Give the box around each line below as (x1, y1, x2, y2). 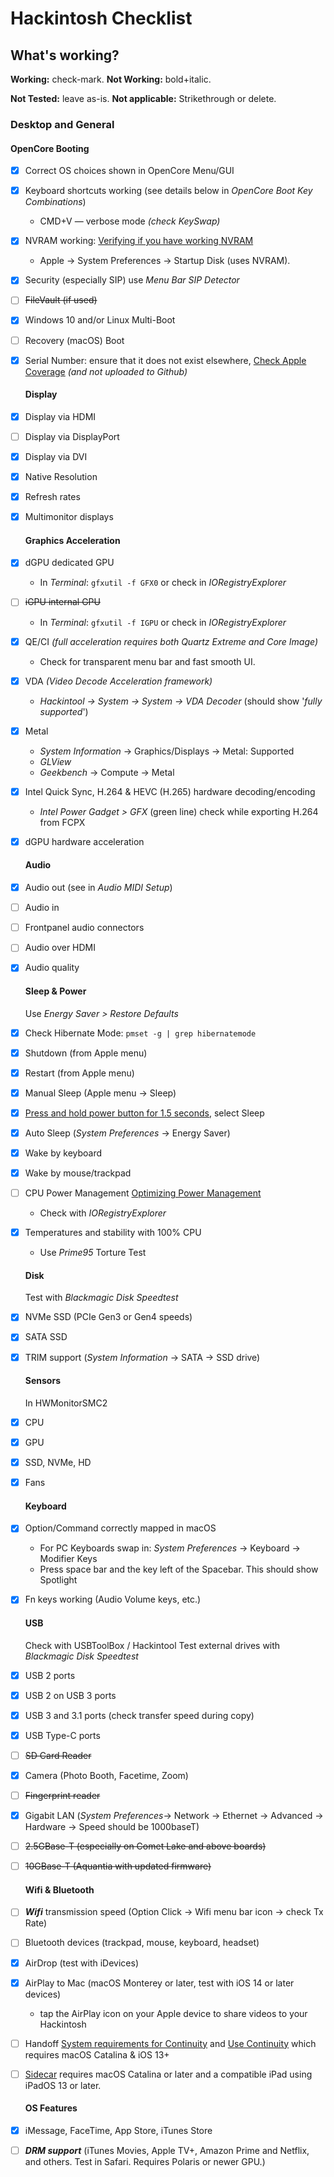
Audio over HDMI (24, 942, 97, 954)
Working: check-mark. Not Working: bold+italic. (10, 73, 212, 85)
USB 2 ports (24, 1669, 76, 1681)
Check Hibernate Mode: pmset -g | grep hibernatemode (24, 1027, 257, 1039)
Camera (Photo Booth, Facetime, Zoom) (24, 1769, 189, 1781)
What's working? (10, 47, 120, 64)
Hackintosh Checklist (10, 7, 193, 30)
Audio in (24, 902, 60, 914)
